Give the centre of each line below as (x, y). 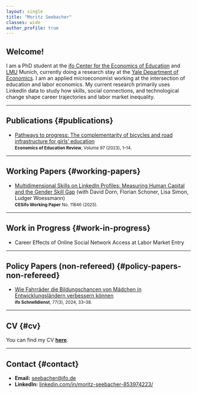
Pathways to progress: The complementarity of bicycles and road (94, 135)
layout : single (25, 11)
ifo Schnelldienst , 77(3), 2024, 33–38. (53, 303)
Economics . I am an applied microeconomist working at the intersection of (96, 78)
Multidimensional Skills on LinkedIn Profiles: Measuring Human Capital (99, 185)
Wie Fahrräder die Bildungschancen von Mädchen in (78, 289)
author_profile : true (33, 28)
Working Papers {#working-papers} (73, 172)
